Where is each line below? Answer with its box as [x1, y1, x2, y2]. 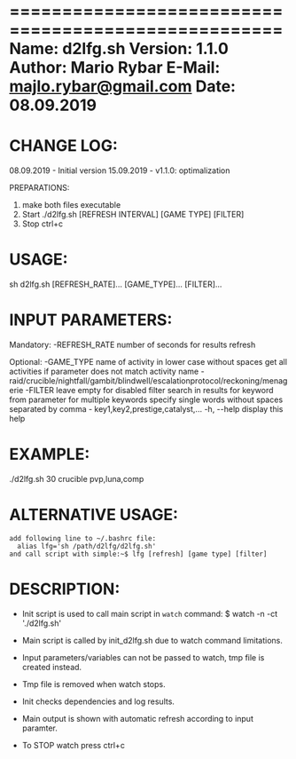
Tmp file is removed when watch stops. [21, 678, 166, 689]
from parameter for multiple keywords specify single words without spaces [9, 394, 284, 405]
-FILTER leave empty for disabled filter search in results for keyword [25, 385, 274, 395]
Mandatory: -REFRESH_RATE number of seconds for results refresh [9, 339, 256, 350]
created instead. [21, 661, 82, 672]
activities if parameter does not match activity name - [9, 366, 206, 376]
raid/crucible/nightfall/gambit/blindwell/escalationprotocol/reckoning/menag [9, 376, 288, 386]
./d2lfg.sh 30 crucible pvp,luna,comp [9, 473, 144, 484]
